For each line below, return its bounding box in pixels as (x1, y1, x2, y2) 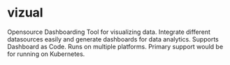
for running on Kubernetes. (7, 50, 85, 58)
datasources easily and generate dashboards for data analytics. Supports (7, 35, 219, 43)
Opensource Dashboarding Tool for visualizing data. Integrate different (7, 28, 211, 36)
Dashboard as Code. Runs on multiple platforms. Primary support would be (7, 42, 224, 50)
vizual (7, 5, 43, 21)
